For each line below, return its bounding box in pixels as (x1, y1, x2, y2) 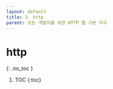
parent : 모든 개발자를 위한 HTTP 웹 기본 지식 (6, 20, 108, 26)
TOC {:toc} (14, 77, 42, 84)
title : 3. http (6, 14, 44, 20)
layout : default (6, 8, 46, 15)
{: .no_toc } (6, 65, 33, 72)
